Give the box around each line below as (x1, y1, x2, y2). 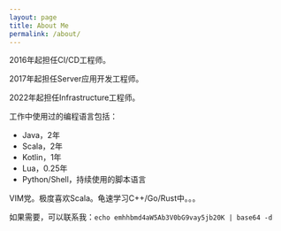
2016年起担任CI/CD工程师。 (9, 55, 111, 65)
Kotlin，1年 (21, 152, 62, 163)
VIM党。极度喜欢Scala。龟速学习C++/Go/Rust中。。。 (9, 193, 201, 204)
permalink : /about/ (9, 29, 81, 38)
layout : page (9, 12, 57, 22)
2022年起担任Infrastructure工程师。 (9, 92, 140, 103)
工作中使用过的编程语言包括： (9, 112, 118, 122)
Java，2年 (21, 130, 60, 141)
